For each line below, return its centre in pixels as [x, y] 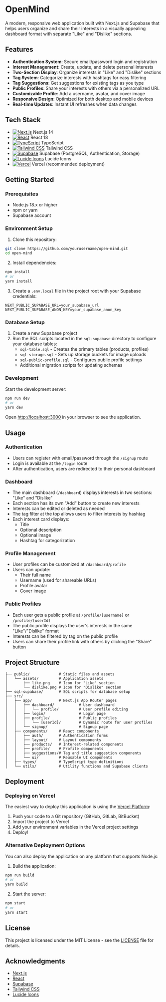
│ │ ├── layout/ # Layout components [53, 740]
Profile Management [30, 554]
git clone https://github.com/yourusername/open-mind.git [67, 248]
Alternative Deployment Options [45, 845]
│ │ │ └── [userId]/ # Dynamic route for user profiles [79, 722]
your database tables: [35, 344]
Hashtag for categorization [47, 541]
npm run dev [17, 398]
